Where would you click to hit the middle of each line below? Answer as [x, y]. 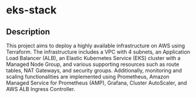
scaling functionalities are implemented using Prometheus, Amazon [88, 77]
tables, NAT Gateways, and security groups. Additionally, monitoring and [94, 70]
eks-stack [31, 10]
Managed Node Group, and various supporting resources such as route [93, 64]
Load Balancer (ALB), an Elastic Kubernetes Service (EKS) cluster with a [93, 58]
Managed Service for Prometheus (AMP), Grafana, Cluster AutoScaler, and [97, 83]
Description [28, 32]
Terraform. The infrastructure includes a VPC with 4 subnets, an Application [98, 52]
